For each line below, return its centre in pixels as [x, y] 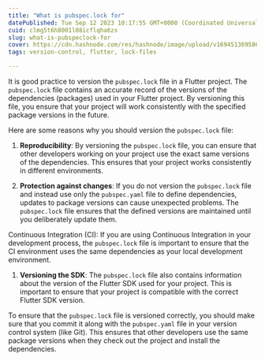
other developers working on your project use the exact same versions [134, 154]
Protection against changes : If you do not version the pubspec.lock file [136, 186]
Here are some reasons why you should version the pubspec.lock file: [121, 130]
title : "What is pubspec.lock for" [67, 15]
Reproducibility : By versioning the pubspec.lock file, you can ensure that [138, 145]
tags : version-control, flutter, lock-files [82, 52]
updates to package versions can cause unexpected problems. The [129, 203]
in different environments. [62, 171]
